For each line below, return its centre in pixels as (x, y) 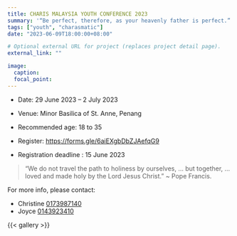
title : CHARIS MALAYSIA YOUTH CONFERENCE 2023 (78, 14)
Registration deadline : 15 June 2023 (71, 154)
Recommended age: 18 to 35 (59, 127)
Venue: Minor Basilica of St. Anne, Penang (80, 113)
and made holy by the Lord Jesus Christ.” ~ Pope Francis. (127, 176)
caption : (27, 73)
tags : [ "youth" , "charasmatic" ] (55, 27)
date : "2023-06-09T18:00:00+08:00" (60, 34)
